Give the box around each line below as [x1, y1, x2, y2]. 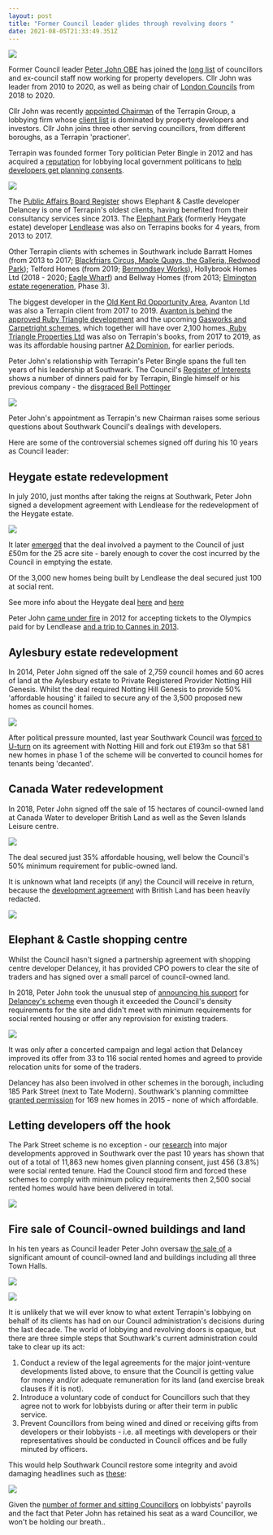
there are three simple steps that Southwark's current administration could [8, 1333, 258, 1344]
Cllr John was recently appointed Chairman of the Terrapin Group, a [8, 107, 236, 116]
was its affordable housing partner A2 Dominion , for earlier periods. [8, 340, 235, 350]
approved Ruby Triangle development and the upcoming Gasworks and [8, 314, 247, 324]
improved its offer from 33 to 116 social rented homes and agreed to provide [8, 1053, 262, 1063]
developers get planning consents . [8, 165, 124, 175]
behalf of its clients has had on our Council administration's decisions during [8, 1316, 265, 1326]
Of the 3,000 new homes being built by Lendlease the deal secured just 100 [8, 573, 262, 583]
